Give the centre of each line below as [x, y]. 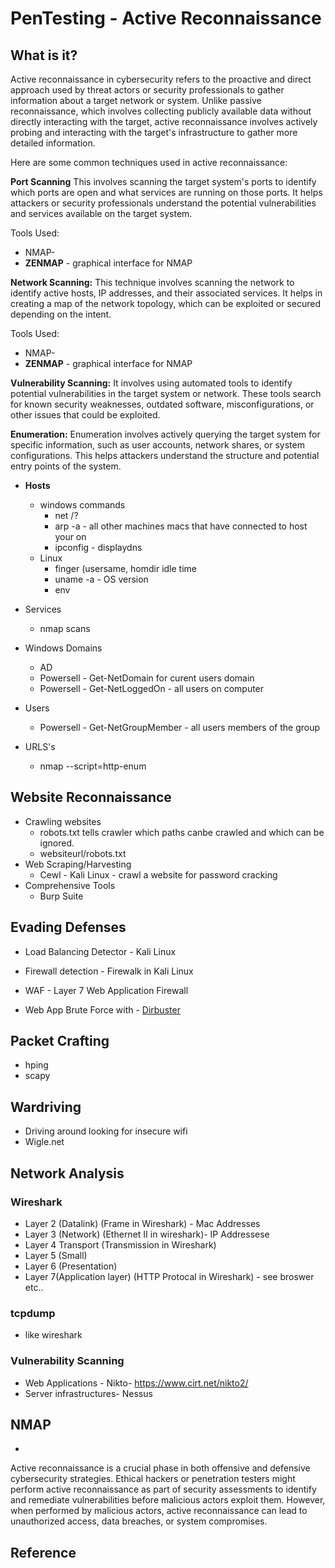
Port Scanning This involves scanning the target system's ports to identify [163, 181]
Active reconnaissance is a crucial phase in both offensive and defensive [160, 1468]
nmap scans [65, 628]
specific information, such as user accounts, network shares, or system [157, 445]
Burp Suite [61, 896]
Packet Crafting [60, 1041]
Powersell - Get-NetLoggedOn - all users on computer [152, 688]
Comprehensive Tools [70, 885]
